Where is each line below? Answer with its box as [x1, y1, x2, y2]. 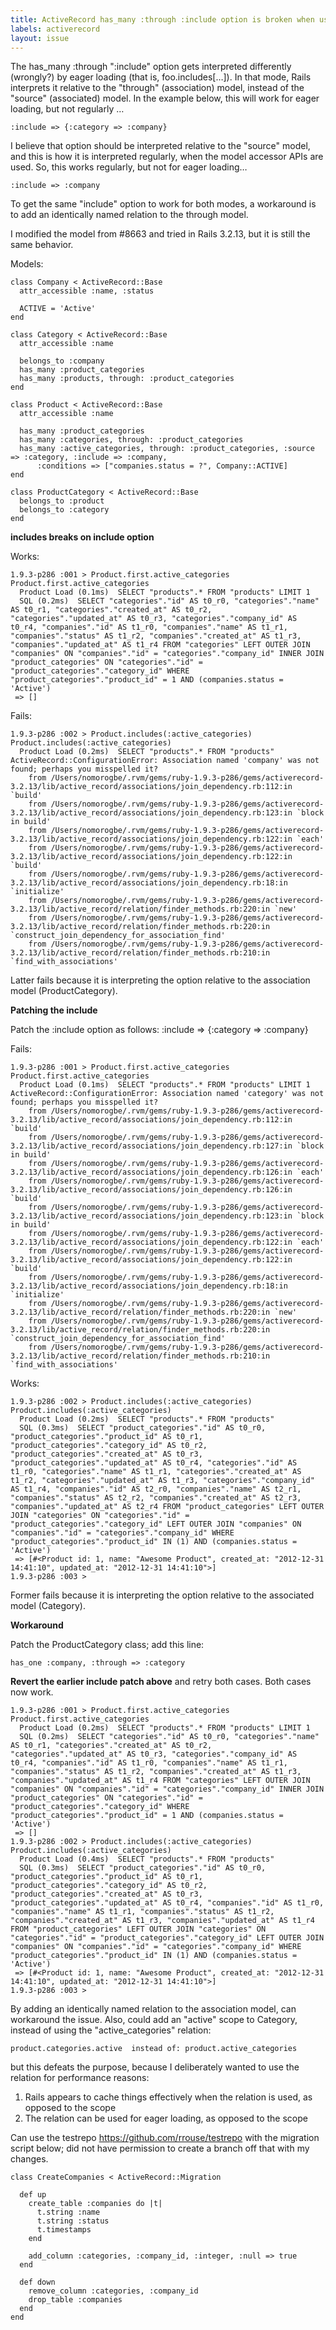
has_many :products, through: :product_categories [19, 374, 235, 384]
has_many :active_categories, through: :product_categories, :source [19, 444, 315, 454]
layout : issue [10, 33, 70, 43]
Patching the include [10, 1004, 98, 1016]
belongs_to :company [19, 356, 105, 366]
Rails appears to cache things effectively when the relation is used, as [24, 2091, 313, 2103]
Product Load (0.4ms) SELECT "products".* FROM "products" [19, 1854, 275, 1865]
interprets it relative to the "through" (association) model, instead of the [10, 82, 305, 94]
